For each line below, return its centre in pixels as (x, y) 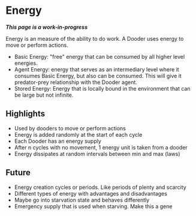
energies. (26, 63)
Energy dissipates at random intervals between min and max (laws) (97, 154)
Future (18, 172)
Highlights (25, 114)
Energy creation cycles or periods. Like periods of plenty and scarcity (100, 187)
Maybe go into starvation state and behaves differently (82, 200)
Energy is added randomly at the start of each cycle (78, 134)
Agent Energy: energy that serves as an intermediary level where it (97, 69)
